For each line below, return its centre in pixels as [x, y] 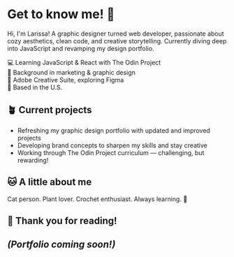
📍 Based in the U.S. [35, 87]
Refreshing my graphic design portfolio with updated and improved [114, 130]
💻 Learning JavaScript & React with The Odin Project [84, 62]
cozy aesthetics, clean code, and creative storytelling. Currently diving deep [117, 41]
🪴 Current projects [50, 110]
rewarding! [33, 160]
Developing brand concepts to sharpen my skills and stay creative [112, 145]
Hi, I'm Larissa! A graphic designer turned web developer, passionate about [116, 34]
